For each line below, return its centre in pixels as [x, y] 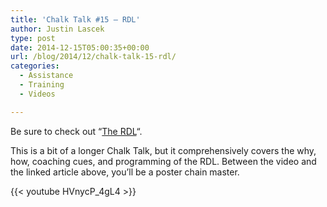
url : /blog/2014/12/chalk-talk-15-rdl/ [93, 57]
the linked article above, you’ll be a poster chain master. [125, 172]
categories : [35, 66]
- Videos [37, 94]
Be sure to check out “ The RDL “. [76, 131]
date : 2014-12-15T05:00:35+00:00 [80, 47]
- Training [42, 85]
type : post [33, 38]
